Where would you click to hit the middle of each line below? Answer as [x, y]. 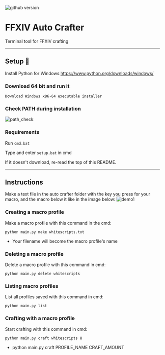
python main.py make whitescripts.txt [45, 232]
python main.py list [26, 306]
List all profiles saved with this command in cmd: [54, 297]
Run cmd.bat [17, 143]
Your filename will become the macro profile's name [65, 241]
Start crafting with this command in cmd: [46, 329]
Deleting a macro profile [34, 254]
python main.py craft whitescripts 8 [44, 338]
